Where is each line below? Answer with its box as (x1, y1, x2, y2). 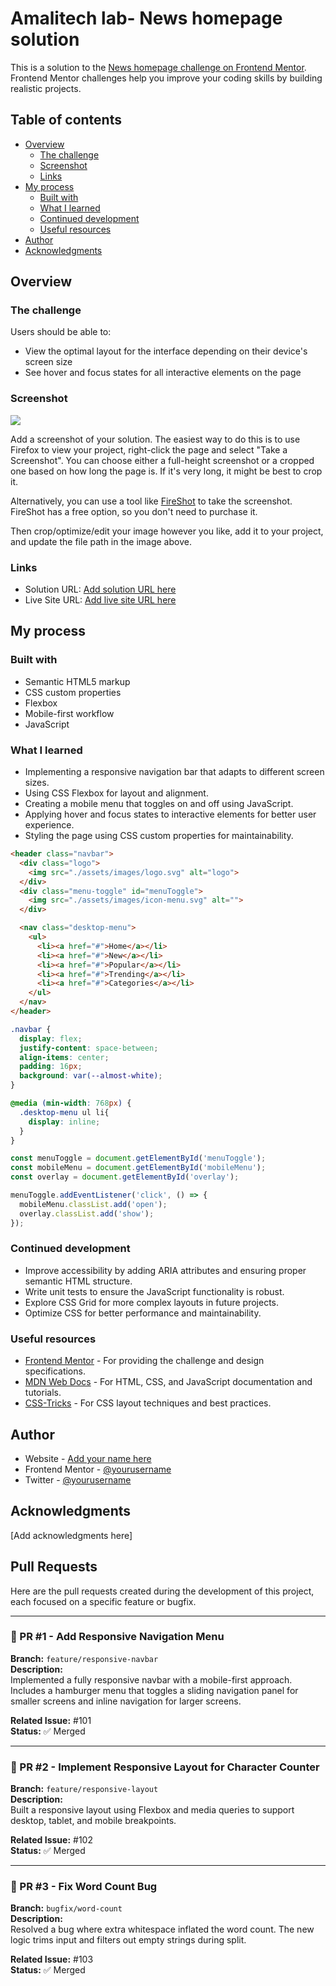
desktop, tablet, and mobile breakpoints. (10, 1815, 177, 1827)
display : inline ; (28, 1117, 101, 1127)
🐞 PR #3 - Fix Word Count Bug (10, 1880, 158, 1894)
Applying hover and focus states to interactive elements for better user (24, 808, 317, 821)
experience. (24, 819, 75, 831)
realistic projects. (10, 82, 82, 94)
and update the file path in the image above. (10, 535, 192, 547)
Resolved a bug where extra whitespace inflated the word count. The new (10, 1923, 315, 1936)
